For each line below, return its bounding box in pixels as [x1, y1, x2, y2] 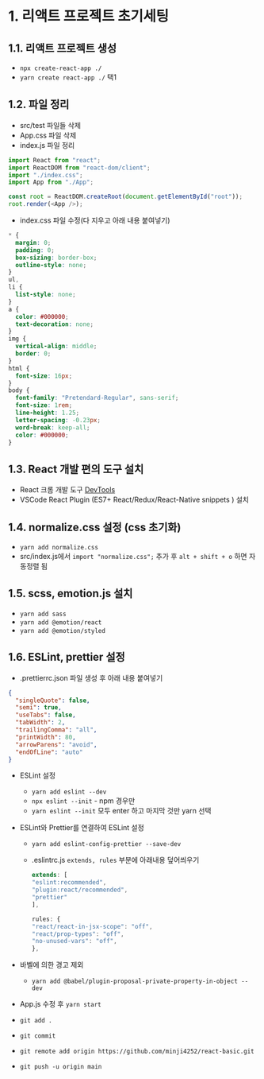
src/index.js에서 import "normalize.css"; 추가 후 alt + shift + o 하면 [19, 552, 247, 561]
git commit [19, 1032, 56, 1040]
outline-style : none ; [15, 261, 87, 269]
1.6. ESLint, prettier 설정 [8, 650, 125, 664]
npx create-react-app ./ [19, 64, 102, 72]
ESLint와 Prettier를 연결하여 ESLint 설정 [19, 823, 144, 833]
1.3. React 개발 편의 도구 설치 [8, 462, 144, 475]
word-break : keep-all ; [15, 423, 90, 432]
